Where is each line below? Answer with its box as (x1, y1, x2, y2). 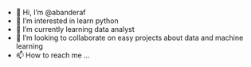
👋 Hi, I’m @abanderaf (15, 8, 86, 17)
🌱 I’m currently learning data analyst (15, 25, 135, 33)
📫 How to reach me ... (15, 50, 90, 60)
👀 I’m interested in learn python (15, 16, 119, 26)
